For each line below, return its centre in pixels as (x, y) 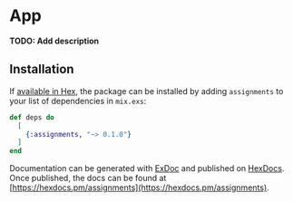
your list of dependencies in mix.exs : (78, 101)
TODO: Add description (54, 41)
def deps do (32, 117)
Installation (42, 69)
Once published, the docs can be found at (88, 178)
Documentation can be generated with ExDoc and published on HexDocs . (147, 168)
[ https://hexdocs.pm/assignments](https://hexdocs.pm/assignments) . (139, 188)
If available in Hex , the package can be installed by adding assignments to (146, 91)
